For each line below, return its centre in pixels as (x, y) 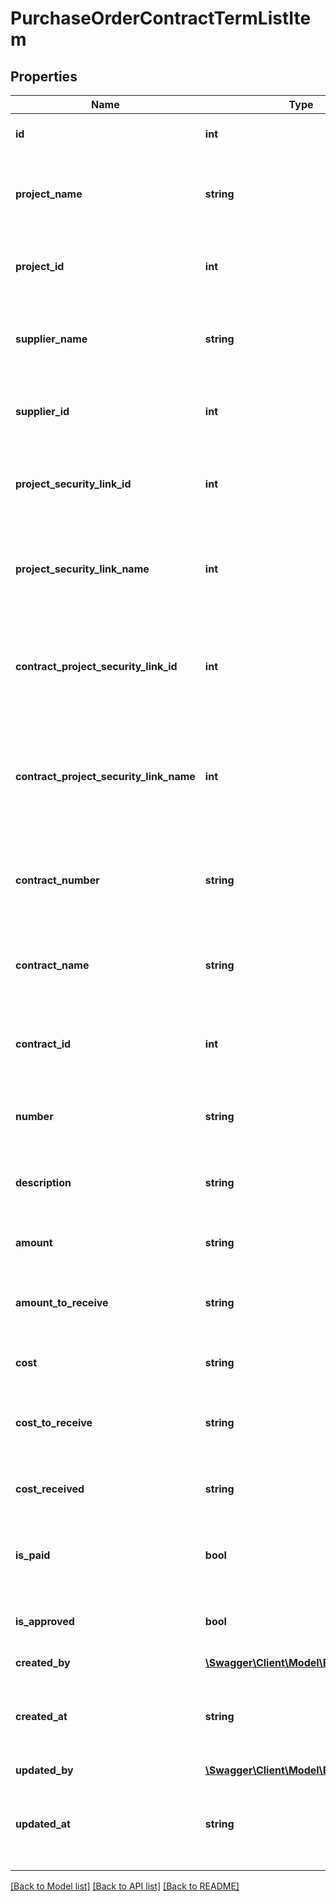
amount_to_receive (62, 1302)
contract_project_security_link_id (96, 666)
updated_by (44, 1770)
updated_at (43, 1824)
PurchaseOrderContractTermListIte (161, 18)
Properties (44, 76)
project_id (40, 266)
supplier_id (42, 411)
